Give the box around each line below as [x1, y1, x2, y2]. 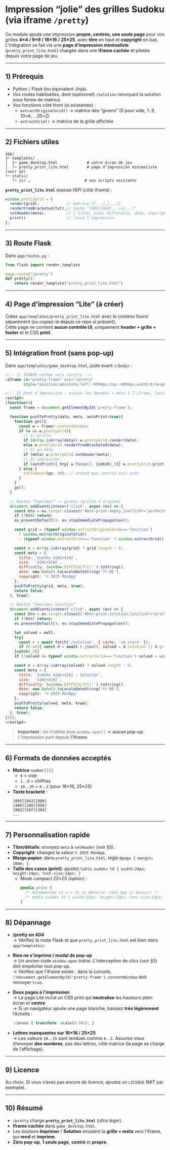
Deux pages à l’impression [12, 989, 70, 996]
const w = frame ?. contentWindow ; [18, 423, 90, 429]
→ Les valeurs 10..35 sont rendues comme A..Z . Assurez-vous [12, 1035, 145, 1041]
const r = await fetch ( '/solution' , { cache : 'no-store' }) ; [18, 639, 151, 645]
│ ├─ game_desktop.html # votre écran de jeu [5, 160, 133, 165]
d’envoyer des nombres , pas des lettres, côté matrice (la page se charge [12, 1041, 165, 1047]
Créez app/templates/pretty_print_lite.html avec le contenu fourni [5, 313, 148, 319]
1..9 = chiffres [20, 778, 51, 784]
